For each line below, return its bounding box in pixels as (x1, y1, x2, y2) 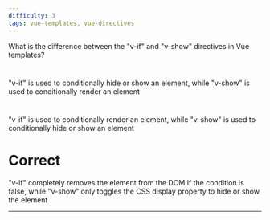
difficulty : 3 (8, 11, 56, 20)
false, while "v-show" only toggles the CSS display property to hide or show (8, 186, 260, 196)
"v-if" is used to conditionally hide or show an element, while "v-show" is (8, 78, 251, 88)
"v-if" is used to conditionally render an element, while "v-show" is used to (8, 114, 256, 124)
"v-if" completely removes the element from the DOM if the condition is (8, 177, 245, 187)
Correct (8, 152, 61, 169)
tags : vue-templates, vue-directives (8, 19, 135, 27)
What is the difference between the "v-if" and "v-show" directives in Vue (8, 41, 250, 51)
